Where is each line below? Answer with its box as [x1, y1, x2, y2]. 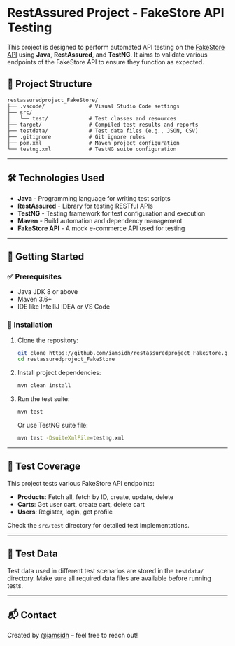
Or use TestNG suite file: [17, 421, 89, 430]
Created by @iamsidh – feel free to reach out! [7, 631, 138, 640]
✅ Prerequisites [7, 272, 62, 281]
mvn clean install [17, 382, 71, 389]
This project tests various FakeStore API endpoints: [7, 479, 155, 487]
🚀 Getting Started [7, 251, 85, 262]
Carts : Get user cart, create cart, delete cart [17, 500, 145, 508]
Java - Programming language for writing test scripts [17, 194, 171, 202]
